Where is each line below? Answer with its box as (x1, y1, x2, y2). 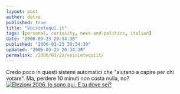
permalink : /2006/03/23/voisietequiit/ (6, 52, 104, 58)
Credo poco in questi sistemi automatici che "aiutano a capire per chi (6, 68, 174, 75)
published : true (6, 19, 46, 25)
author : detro (6, 14, 41, 20)
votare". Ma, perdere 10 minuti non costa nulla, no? (6, 75, 130, 82)
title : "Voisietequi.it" (6, 25, 67, 31)
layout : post (6, 8, 38, 15)
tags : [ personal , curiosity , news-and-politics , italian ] (6, 31, 152, 36)
